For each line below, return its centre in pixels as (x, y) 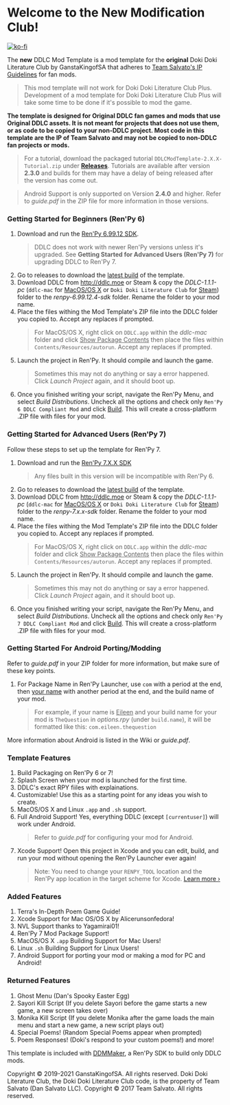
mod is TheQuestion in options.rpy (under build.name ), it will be (123, 719)
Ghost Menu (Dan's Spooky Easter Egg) (73, 995)
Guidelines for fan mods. (42, 74)
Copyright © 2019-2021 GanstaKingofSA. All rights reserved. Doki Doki (107, 1073)
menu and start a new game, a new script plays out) (91, 1025)
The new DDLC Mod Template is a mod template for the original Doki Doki (112, 59)
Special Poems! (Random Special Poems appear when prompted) (110, 1032)
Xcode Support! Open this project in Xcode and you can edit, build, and (118, 851)
